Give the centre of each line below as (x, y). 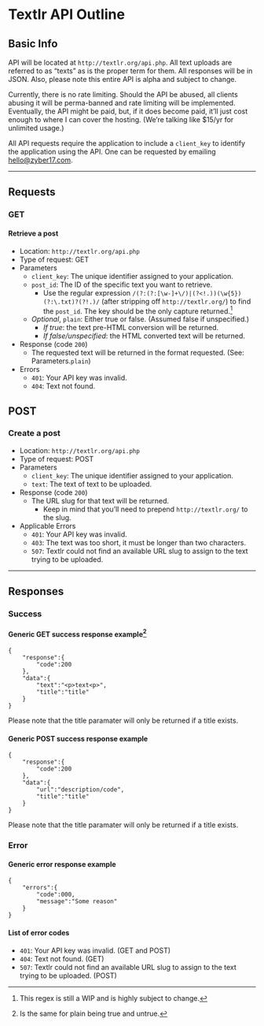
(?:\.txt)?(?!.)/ (71, 302)
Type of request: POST (57, 459)
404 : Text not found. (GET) (62, 958)
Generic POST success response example (78, 738)
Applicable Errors (48, 526)
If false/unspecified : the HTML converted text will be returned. (144, 336)
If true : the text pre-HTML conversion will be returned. (131, 328)
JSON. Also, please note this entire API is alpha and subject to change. (123, 79)
